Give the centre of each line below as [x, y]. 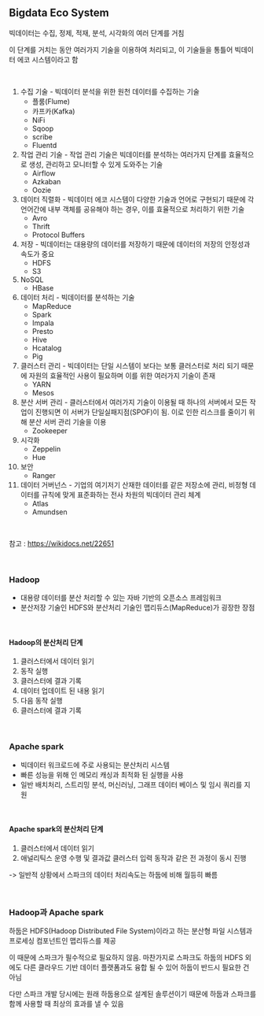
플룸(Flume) [51, 101]
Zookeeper [49, 430]
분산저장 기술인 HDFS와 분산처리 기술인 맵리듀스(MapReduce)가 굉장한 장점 [137, 608]
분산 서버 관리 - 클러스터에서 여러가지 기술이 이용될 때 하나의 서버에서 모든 [134, 402]
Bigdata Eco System [59, 13]
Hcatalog [47, 348]
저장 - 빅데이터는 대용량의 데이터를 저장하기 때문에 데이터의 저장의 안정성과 [135, 244]
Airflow [44, 173]
